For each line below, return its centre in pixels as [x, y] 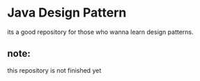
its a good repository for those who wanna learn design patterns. [100, 32]
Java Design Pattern [67, 13]
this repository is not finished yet [54, 70]
